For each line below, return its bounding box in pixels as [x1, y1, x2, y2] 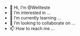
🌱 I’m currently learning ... [9, 15, 62, 20]
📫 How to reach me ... [9, 26, 55, 31]
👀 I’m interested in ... [9, 10, 51, 16]
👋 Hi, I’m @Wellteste [9, 5, 50, 10]
